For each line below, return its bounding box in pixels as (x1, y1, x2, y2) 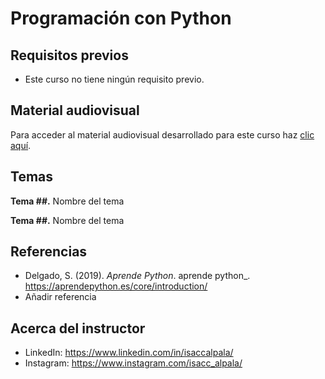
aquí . (10, 139, 32, 151)
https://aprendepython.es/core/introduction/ (24, 280, 208, 292)
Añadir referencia (24, 291, 97, 303)
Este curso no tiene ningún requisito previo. (24, 73, 205, 85)
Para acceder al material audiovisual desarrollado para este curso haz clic (10, 128, 315, 141)
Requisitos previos (10, 47, 129, 64)
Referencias (10, 243, 88, 261)
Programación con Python (10, 7, 232, 30)
